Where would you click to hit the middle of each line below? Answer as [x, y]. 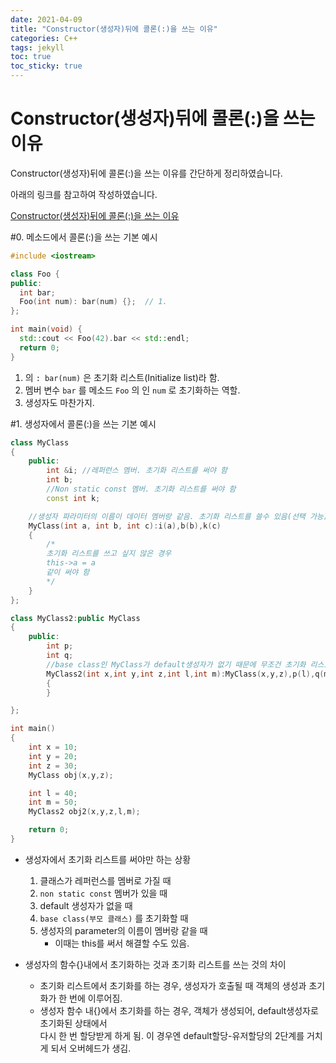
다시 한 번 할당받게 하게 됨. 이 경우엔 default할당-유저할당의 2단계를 [172, 1035]
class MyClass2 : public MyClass [75, 618]
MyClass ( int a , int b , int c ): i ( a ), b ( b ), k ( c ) [125, 526]
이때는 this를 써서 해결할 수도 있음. [122, 943]
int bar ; [37, 292]
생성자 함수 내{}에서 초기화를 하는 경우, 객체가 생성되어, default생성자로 [179, 1010]
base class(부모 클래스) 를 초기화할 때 [114, 918]
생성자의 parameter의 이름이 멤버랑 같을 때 [123, 930]
